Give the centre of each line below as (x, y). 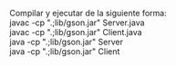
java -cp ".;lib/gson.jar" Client (65, 52)
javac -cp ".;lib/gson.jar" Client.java (76, 32)
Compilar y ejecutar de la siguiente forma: (88, 13)
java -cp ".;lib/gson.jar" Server (66, 42)
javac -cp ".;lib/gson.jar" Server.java (77, 23)
